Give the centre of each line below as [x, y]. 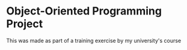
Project [25, 24]
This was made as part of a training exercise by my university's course [94, 40]
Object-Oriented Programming [84, 11]
